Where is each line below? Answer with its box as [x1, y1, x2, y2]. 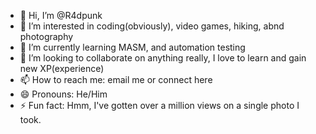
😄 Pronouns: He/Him [19, 88, 108, 100]
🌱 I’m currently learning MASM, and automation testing [19, 41, 246, 53]
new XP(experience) [19, 63, 105, 74]
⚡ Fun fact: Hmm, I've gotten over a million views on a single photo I [19, 100, 300, 111]
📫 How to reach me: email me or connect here [19, 74, 213, 85]
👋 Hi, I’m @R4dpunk [19, 10, 103, 21]
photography [19, 31, 74, 42]
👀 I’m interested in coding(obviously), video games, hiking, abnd [19, 20, 285, 32]
